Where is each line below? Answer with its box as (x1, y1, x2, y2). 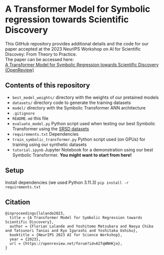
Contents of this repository (5, 81, 90, 90)
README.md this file (12, 115, 48, 121)
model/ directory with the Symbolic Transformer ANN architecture (12, 105, 146, 110)
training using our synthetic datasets (12, 142, 87, 147)
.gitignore (12, 111, 35, 116)
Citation (5, 198, 31, 206)
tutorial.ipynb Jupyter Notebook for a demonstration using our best (12, 146, 153, 152)
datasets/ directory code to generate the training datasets (12, 100, 131, 106)
